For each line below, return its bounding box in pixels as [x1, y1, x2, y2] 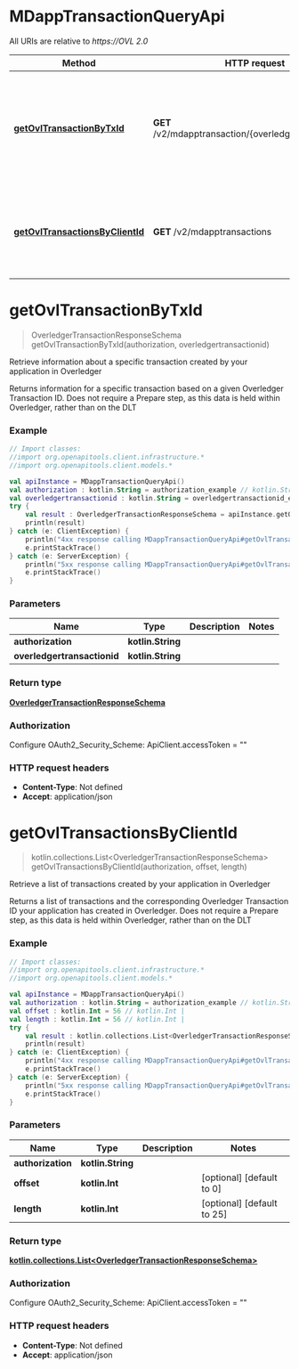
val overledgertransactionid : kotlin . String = [9, 493, 190, 502]
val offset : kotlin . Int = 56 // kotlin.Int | [9, 1006, 185, 1015]
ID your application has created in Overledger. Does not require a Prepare [9, 906, 279, 917]
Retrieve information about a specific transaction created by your [9, 356, 248, 367]
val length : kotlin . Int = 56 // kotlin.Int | [9, 1015, 185, 1023]
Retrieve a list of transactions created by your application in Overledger [9, 879, 271, 890]
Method [61, 56, 96, 69]
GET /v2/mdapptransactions [152, 225, 272, 238]
